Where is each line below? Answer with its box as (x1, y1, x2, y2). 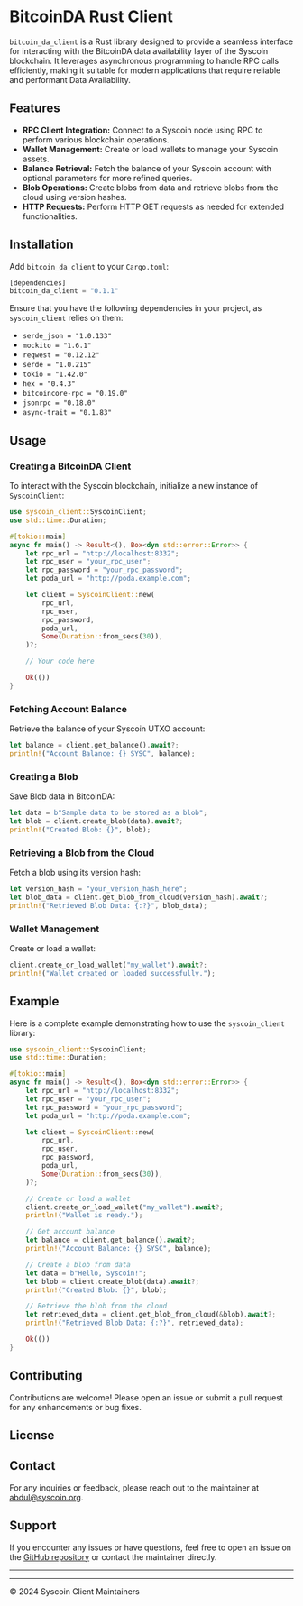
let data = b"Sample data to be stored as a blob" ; (9, 809, 207, 818)
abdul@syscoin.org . (9, 1491, 84, 1502)
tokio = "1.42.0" (22, 370, 88, 380)
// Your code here (25, 656, 95, 666)
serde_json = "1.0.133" (22, 332, 113, 341)
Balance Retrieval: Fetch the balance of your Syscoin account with (22, 162, 272, 173)
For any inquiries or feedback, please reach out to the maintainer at (9, 1482, 260, 1493)
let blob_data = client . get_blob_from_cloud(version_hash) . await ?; (9, 893, 269, 902)
